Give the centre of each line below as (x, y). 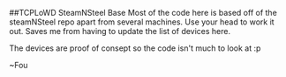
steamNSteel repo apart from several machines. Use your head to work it (142, 22)
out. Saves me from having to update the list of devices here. (120, 31)
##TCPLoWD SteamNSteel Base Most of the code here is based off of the (143, 13)
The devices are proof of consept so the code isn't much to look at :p (135, 48)
